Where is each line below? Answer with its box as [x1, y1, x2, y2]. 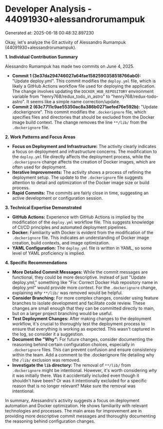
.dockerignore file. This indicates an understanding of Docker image [12, 235, 149, 241]
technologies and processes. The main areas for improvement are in [5, 408, 142, 413]
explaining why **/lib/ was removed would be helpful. [12, 290, 123, 296]
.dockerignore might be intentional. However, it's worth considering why [12, 367, 157, 373]
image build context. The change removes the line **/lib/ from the [12, 119, 147, 125]
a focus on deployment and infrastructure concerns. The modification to [12, 149, 157, 154]
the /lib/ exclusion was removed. [12, 357, 81, 363]
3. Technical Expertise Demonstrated [5, 205, 82, 210]
